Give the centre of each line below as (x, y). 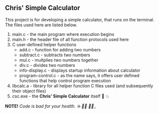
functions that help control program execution (65, 81)
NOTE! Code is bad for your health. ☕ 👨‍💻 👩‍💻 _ (50, 106)
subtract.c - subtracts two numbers (55, 55)
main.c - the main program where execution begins (63, 34)
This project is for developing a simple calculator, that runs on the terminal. (80, 19)
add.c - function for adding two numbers (60, 49)
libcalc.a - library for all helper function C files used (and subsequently (83, 86)
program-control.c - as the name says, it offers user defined (79, 75)
